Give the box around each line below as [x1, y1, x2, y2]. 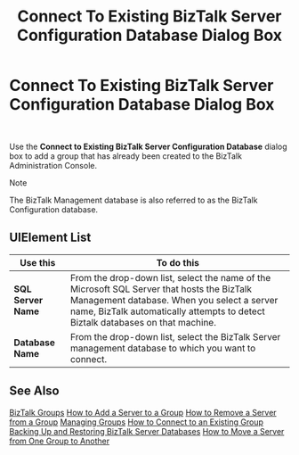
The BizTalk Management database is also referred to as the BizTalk [9, 194, 258, 205]
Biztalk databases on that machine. [69, 316, 216, 328]
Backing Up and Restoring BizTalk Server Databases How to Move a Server [9, 426, 285, 436]
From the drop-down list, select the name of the [69, 271, 271, 284]
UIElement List [9, 230, 92, 245]
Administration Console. [9, 160, 98, 170]
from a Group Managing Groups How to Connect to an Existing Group [9, 417, 264, 427]
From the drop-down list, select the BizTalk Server [69, 330, 281, 343]
